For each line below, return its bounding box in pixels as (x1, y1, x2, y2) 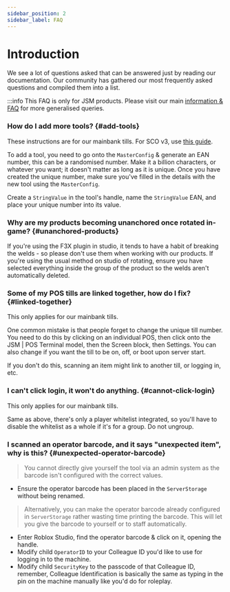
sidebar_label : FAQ (7, 17, 63, 23)
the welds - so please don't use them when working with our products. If (7, 249, 213, 258)
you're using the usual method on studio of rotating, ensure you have (7, 256, 203, 265)
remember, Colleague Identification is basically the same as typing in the (17, 569, 224, 578)
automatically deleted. (7, 272, 70, 280)
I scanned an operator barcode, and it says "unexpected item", (7, 439, 222, 449)
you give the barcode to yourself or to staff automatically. (23, 520, 187, 528)
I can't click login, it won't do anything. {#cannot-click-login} (7, 386, 216, 396)
